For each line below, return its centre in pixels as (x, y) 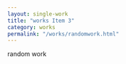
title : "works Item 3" (41, 21)
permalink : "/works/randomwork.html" (63, 34)
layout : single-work (38, 14)
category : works (31, 27)
